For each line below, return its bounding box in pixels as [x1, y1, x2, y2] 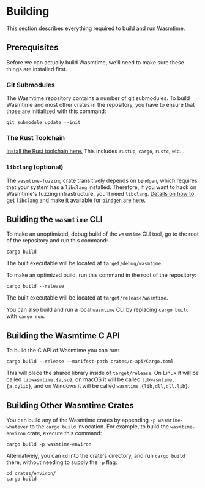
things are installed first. [6, 65, 67, 72]
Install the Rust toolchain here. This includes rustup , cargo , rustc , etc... [6, 147, 185, 155]
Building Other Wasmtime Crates [6, 400, 135, 411]
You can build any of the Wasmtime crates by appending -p [6, 416, 156, 424]
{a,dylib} [6, 384, 32, 390]
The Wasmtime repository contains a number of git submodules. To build [6, 95, 190, 102]
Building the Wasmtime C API [6, 330, 121, 341]
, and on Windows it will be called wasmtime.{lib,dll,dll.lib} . [31, 382, 190, 390]
